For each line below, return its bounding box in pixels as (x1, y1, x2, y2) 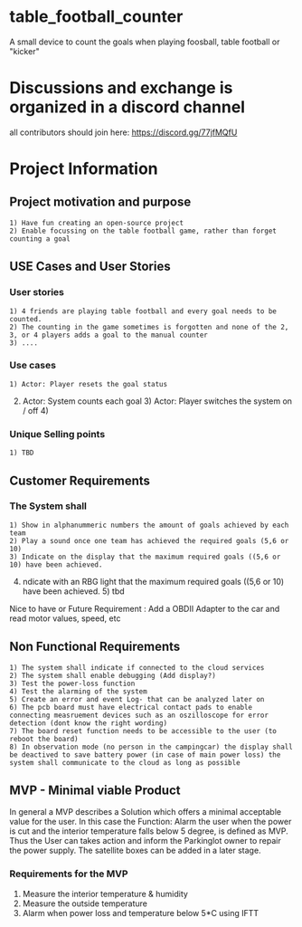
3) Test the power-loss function (9, 679, 136, 688)
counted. (9, 314, 42, 323)
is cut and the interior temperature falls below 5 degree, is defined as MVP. (9, 826, 288, 836)
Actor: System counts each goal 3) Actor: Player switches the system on (22, 396, 292, 406)
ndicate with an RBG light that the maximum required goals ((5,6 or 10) (22, 576, 285, 587)
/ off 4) (22, 405, 50, 416)
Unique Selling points (9, 427, 106, 440)
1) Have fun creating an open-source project (9, 218, 184, 227)
